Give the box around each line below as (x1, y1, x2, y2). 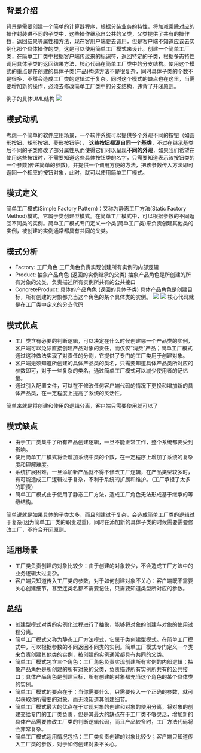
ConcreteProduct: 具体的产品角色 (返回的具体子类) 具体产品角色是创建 (14, 286, 188, 293)
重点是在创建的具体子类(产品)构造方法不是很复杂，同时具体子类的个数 (16, 68, 188, 75)
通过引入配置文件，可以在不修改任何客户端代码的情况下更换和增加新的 (14, 382, 188, 389)
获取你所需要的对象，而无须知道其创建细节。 (20, 696, 130, 703)
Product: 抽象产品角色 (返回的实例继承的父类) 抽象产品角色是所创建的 (14, 271, 186, 278)
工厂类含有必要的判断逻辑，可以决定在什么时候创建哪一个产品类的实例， (14, 337, 193, 345)
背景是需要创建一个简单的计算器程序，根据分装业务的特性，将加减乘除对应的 (6, 23, 195, 30)
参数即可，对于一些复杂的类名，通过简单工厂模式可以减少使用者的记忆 (14, 367, 188, 374)
